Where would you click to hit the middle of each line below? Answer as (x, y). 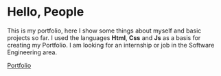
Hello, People (46, 12)
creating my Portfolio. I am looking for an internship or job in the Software (111, 45)
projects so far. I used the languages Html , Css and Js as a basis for (104, 37)
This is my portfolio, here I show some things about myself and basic (104, 31)
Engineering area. (32, 52)
